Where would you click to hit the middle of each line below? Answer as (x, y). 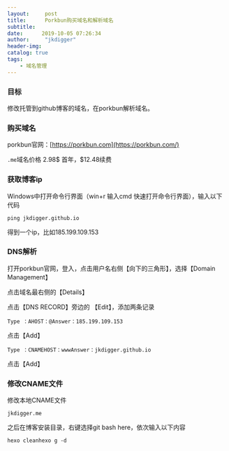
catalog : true (28, 53)
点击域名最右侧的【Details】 (48, 292)
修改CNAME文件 (35, 384)
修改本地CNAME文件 (37, 401)
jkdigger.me (24, 414)
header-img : (24, 46)
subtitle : (22, 27)
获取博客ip (25, 179)
